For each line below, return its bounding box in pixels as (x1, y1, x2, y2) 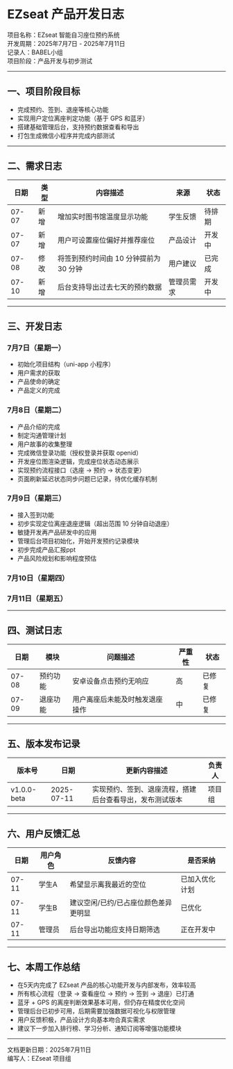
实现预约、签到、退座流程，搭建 (92, 784, 196, 794)
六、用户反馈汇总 (7, 828, 80, 840)
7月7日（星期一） (7, 343, 66, 352)
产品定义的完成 (17, 386, 60, 395)
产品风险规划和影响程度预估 (17, 554, 97, 562)
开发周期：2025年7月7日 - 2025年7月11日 (7, 39, 126, 47)
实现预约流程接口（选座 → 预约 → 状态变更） (17, 466, 146, 474)
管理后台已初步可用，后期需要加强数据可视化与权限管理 (17, 1007, 175, 1015)
